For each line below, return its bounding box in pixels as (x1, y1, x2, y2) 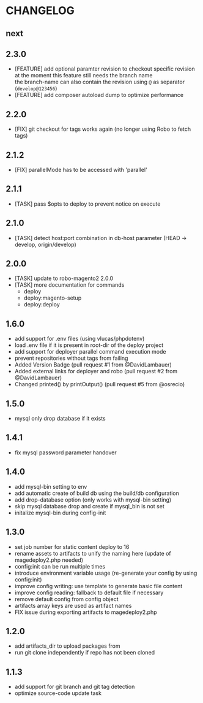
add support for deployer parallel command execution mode (14, 348, 166, 355)
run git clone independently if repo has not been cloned (14, 649, 155, 656)
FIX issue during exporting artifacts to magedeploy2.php (14, 608, 157, 616)
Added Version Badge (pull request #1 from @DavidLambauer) (14, 361, 172, 368)
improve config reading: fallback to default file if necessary (14, 589, 164, 596)
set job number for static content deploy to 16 (14, 543, 130, 550)
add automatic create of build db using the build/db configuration (14, 489, 180, 497)
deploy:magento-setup (23, 294, 82, 301)
